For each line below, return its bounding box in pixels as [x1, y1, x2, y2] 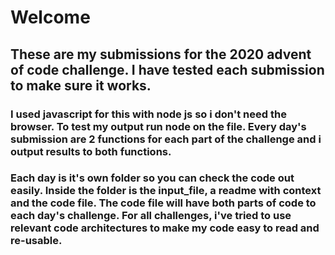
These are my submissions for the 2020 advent [10, 46, 312, 63]
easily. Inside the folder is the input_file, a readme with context [10, 184, 322, 198]
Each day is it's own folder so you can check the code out [10, 171, 295, 185]
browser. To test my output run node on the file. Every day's [10, 119, 307, 133]
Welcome [10, 6, 91, 29]
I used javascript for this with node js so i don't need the [10, 107, 287, 121]
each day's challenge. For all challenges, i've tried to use [10, 209, 292, 223]
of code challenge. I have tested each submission [10, 61, 325, 78]
